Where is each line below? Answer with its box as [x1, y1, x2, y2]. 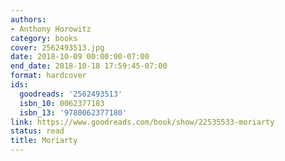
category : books [10, 33, 78, 43]
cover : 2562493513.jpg [10, 42, 105, 53]
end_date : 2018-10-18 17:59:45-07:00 [10, 61, 168, 71]
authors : [10, 14, 47, 25]
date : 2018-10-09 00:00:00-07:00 [10, 52, 150, 62]
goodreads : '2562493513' [19, 89, 123, 99]
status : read [10, 126, 65, 136]
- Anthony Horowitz [10, 24, 92, 34]
